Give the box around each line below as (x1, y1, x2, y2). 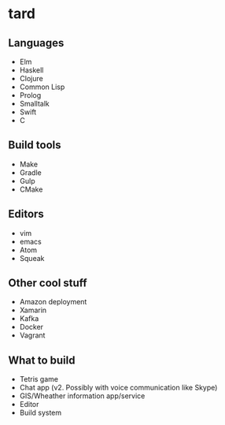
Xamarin (19, 305, 47, 315)
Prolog (19, 91, 42, 99)
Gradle (19, 167, 42, 177)
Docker (19, 322, 44, 332)
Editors (8, 207, 45, 221)
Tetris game (19, 375, 59, 384)
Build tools (8, 139, 61, 152)
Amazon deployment (19, 297, 87, 307)
